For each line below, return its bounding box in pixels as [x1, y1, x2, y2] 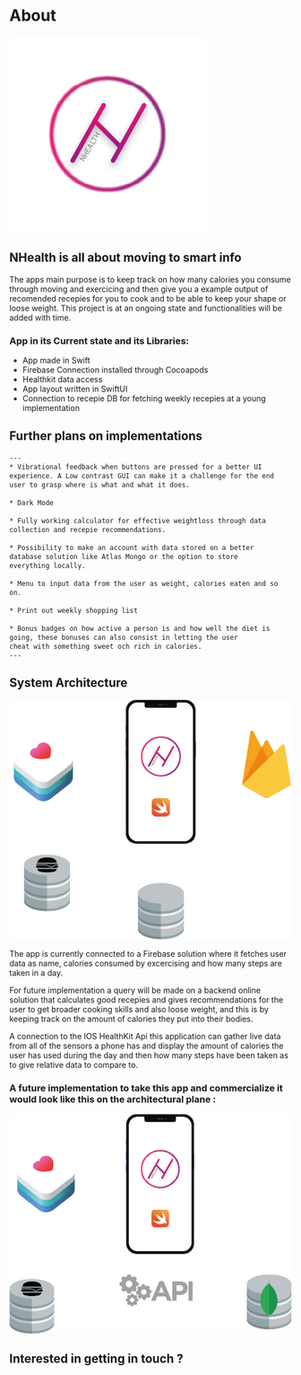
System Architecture [9, 675, 128, 691]
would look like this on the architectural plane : [9, 1092, 217, 1105]
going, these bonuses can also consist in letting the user [9, 633, 239, 642]
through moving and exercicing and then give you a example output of [9, 284, 269, 294]
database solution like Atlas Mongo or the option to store [9, 552, 239, 561]
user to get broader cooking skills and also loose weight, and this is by [9, 1003, 269, 1014]
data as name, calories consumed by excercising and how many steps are [9, 958, 282, 968]
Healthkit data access [21, 374, 103, 385]
